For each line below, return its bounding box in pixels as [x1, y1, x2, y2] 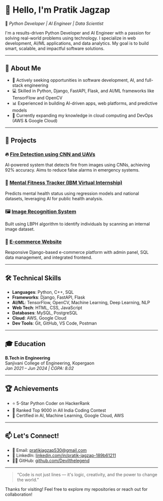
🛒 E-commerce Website [5, 238, 62, 245]
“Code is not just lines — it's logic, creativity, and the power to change [16, 471, 158, 477]
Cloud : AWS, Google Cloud [12, 315, 66, 321]
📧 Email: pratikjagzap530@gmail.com [12, 447, 87, 453]
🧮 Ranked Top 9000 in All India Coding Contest [12, 407, 106, 413]
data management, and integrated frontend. [5, 254, 93, 260]
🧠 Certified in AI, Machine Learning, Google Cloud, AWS [12, 412, 124, 418]
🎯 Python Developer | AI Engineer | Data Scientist [5, 20, 104, 26]
